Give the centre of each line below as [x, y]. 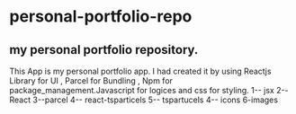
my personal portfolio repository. [104, 50]
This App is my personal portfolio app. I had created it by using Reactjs [140, 71]
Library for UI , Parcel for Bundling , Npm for [91, 81]
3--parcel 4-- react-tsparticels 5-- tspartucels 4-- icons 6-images [156, 100]
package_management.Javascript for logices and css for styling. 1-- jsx [142, 90]
